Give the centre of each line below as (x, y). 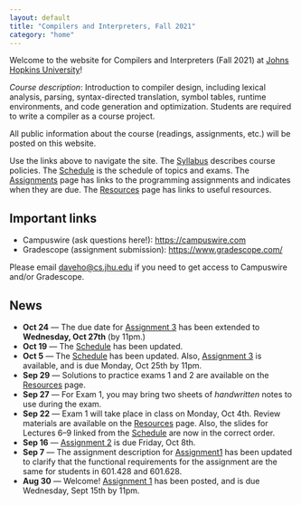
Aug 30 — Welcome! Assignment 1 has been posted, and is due (141, 481)
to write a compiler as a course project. (82, 116)
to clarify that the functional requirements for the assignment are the (150, 462)
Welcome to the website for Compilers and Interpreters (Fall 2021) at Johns (149, 61)
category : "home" (42, 34)
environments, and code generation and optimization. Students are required (150, 107)
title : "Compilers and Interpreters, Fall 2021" (103, 26)
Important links (53, 218)
